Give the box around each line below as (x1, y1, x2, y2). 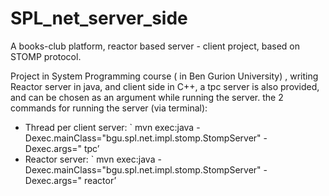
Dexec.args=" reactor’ (24, 174, 117, 186)
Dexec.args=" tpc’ (24, 142, 100, 154)
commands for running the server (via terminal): (10, 102, 208, 114)
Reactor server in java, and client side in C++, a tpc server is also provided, (10, 80, 320, 92)
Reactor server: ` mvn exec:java (24, 153, 156, 165)
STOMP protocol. (10, 50, 82, 62)
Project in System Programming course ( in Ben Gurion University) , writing (10, 70, 319, 82)
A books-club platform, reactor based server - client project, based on (10, 40, 300, 52)
